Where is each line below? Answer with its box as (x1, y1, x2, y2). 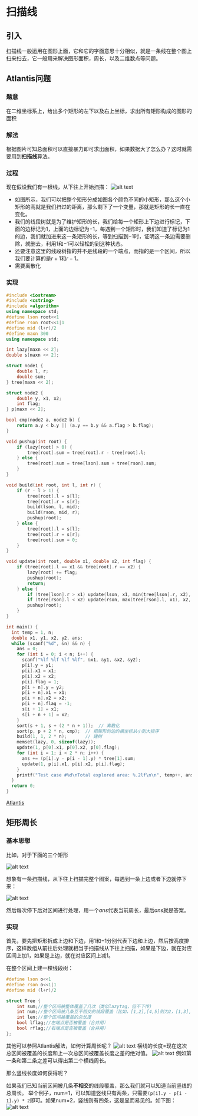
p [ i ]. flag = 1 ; (21, 679, 60, 684)
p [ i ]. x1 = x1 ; (21, 667, 57, 674)
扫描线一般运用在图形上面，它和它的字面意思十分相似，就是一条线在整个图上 (6, 48, 192, 54)
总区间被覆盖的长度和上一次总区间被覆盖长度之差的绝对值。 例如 (6, 1049, 187, 1056)
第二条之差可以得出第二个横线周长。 (21, 1056, 110, 1064)
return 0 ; (11, 783, 35, 789)
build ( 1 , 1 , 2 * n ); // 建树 (16, 733, 103, 740)
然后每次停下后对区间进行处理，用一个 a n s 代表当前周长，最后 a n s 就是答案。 (6, 906, 190, 914)
